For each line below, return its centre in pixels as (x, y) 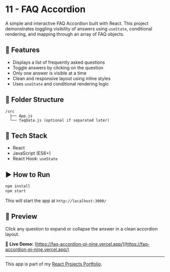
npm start (16, 191)
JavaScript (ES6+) (32, 153)
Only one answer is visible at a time (50, 73)
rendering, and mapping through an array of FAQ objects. (65, 34)
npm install (18, 186)
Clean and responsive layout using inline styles (61, 78)
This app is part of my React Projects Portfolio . (54, 264)
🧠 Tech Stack (26, 135)
